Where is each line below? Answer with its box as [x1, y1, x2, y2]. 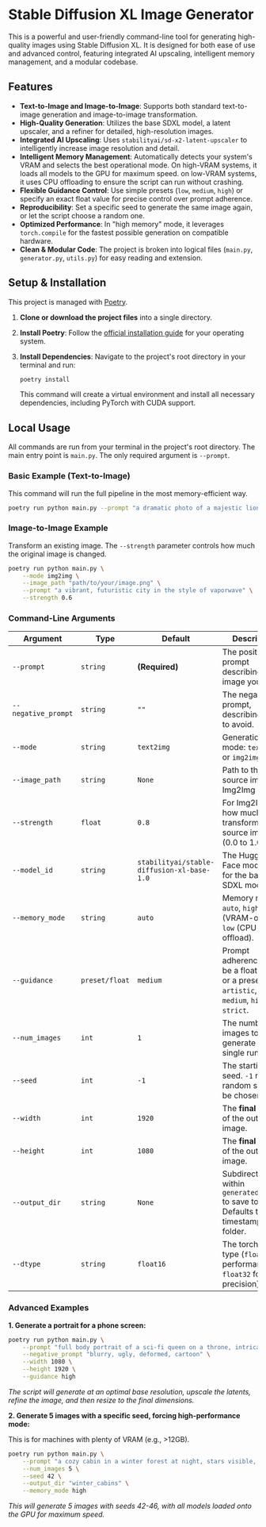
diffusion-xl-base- [137, 866, 211, 875]
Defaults [222, 1206, 254, 1217]
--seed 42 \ [22, 1472, 62, 1480]
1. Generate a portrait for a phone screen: [8, 1320, 146, 1330]
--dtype [12, 1260, 41, 1269]
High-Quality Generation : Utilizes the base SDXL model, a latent [19, 117, 231, 128]
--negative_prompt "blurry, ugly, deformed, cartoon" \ [22, 1351, 211, 1359]
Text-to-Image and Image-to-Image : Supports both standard [19, 101, 222, 110]
